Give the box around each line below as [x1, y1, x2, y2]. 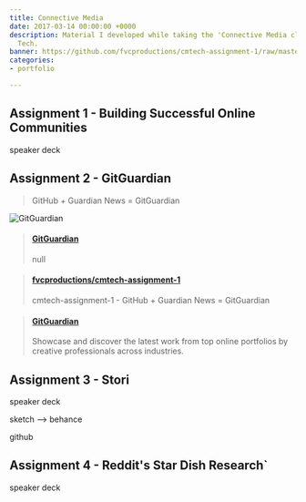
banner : [9, 47, 39, 56]
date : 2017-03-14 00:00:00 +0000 [9, 22, 137, 31]
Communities [9, 120, 88, 136]
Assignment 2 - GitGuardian [9, 170, 171, 187]
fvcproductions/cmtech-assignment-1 [31, 274, 181, 285]
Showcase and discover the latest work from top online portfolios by [31, 336, 289, 347]
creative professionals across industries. [31, 345, 184, 356]
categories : [9, 56, 55, 65]
